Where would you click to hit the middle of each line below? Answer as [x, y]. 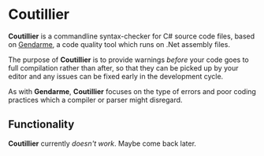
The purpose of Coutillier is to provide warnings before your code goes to [129, 60]
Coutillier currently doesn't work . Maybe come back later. [102, 143]
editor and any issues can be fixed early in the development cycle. [116, 76]
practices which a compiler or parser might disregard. [95, 100]
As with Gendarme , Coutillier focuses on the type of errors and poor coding [132, 91]
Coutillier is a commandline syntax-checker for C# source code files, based [132, 36]
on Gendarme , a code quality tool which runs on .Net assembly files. [119, 44]
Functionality [41, 124]
